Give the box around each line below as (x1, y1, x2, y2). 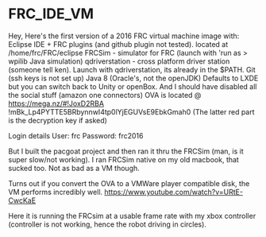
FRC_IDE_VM (8, 5, 94, 23)
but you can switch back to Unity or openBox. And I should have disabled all (8, 81, 257, 91)
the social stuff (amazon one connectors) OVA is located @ (8, 90, 202, 99)
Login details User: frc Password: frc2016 (8, 130, 144, 140)
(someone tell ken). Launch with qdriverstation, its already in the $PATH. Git (8, 64, 256, 74)
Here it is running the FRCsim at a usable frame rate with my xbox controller (8, 211, 256, 220)
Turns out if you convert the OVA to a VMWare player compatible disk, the (8, 178, 250, 188)
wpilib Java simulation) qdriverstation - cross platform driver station (8, 56, 230, 66)
